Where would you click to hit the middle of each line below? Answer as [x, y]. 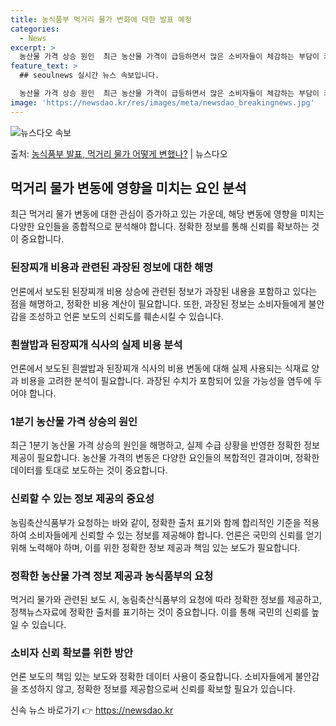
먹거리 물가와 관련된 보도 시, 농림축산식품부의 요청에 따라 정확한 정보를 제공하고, [166, 599]
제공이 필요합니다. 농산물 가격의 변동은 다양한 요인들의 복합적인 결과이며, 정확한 [165, 458]
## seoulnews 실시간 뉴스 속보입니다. [89, 76]
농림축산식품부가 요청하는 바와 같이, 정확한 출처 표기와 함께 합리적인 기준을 [156, 522]
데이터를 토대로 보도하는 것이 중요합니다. [89, 470]
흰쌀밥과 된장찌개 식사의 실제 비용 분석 [96, 344]
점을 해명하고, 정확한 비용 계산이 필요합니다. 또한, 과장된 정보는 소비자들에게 [158, 303]
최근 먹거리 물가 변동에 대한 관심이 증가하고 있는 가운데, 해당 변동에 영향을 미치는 [167, 214]
